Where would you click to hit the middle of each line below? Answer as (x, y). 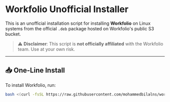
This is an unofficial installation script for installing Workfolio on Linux (78, 23)
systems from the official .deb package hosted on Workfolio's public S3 (80, 28)
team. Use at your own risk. (46, 49)
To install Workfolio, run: (31, 85)
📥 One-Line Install (35, 70)
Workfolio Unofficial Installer (67, 9)
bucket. (13, 34)
